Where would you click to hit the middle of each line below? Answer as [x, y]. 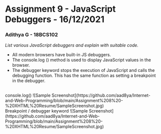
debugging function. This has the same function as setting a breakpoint [84, 76]
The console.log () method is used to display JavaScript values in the [81, 60]
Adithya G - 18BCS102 [31, 35]
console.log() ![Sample [28, 95]
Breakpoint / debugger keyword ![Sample [46, 111]
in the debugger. [29, 81]
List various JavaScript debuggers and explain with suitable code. [72, 45]
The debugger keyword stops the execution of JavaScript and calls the [83, 70]
